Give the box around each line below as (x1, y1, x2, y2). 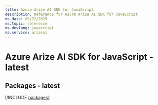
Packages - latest (5, 81, 60, 90)
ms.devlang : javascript (5, 26, 54, 31)
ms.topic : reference (5, 21, 48, 26)
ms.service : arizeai (5, 30, 48, 35)
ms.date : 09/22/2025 (5, 16, 48, 21)
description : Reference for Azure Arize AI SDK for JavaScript (5, 12, 138, 17)
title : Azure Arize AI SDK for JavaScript (5, 7, 94, 12)
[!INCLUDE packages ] (5, 95, 50, 100)
